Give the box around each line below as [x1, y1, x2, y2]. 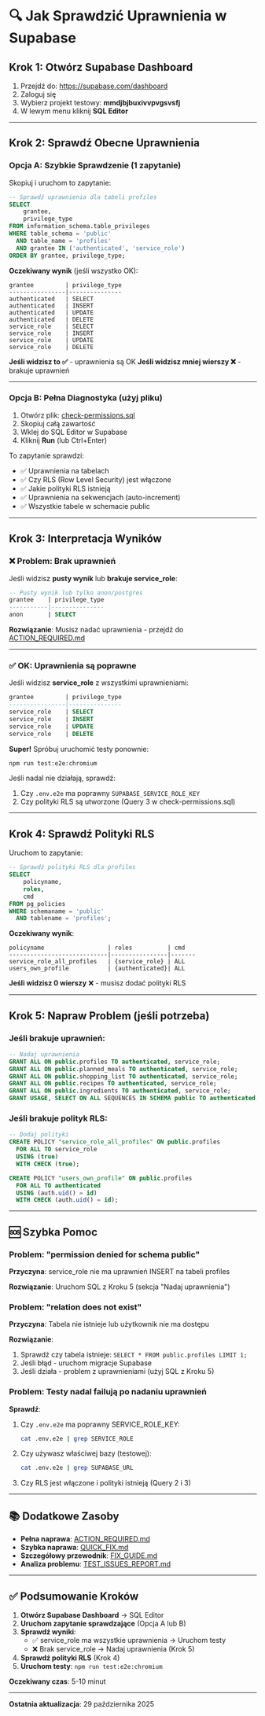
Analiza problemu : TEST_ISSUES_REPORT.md [20, 1559, 171, 1569]
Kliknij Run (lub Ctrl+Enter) [20, 435, 108, 445]
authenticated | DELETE [9, 315, 94, 323]
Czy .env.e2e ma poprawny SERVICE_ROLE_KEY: [20, 1420, 180, 1429]
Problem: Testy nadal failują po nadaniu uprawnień [9, 1386, 207, 1397]
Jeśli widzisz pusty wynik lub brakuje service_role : [9, 573, 178, 583]
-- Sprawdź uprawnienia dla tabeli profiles [9, 193, 157, 201]
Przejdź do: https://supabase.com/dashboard [20, 81, 168, 90]
